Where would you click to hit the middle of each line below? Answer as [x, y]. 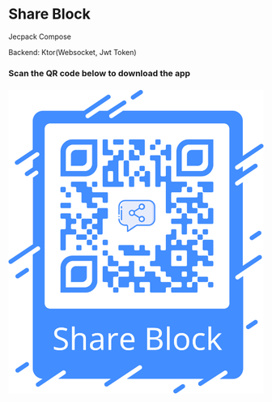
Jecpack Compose [40, 36]
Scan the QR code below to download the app [100, 73]
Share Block [50, 14]
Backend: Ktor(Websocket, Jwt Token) [72, 52]
